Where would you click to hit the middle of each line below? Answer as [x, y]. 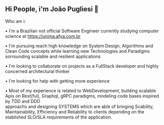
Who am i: [15, 21]
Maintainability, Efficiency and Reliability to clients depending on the [75, 112]
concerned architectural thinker [38, 71]
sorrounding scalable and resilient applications [53, 56]
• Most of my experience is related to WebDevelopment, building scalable [81, 91]
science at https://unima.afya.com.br [43, 36]
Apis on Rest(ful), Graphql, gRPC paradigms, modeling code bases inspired [82, 96]
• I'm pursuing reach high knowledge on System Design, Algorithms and [79, 46]
